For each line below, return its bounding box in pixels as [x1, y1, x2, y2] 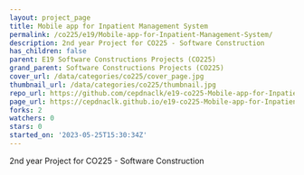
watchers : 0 [9, 114, 54, 123]
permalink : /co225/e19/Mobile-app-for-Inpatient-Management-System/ [9, 30, 273, 39]
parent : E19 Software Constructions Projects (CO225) [9, 55, 217, 64]
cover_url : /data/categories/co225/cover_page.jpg [9, 72, 204, 81]
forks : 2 [9, 106, 43, 115]
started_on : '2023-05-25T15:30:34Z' [9, 131, 147, 140]
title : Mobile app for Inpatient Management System [9, 22, 208, 31]
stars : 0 [9, 123, 43, 132]
